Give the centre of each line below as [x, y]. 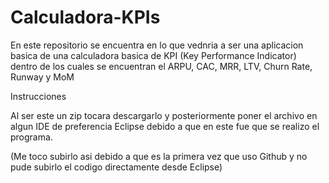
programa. [31, 137]
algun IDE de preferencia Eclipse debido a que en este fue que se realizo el [165, 126]
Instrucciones [38, 96]
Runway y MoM [42, 77]
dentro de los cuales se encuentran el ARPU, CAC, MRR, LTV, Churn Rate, [161, 66]
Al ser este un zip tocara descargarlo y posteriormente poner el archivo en [164, 115]
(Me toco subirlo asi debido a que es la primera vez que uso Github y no [159, 156]
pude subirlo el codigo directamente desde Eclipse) [116, 167]
